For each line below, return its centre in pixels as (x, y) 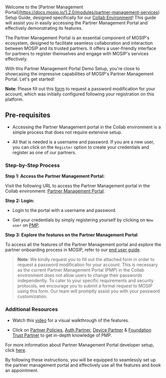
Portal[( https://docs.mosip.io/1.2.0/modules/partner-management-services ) (83, 12)
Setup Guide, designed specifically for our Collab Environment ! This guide (81, 18)
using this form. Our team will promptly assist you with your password (88, 291)
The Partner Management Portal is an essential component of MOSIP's (77, 38)
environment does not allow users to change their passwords (80, 276)
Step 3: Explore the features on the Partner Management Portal (71, 235)
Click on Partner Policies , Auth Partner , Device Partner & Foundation (82, 330)
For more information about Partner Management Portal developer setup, (80, 345)
